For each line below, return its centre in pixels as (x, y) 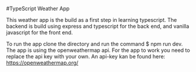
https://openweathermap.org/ (42, 63)
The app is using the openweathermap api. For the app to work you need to (98, 50)
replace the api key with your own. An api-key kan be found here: (86, 56)
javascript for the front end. (39, 32)
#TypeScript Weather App (38, 9)
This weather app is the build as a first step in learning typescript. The (91, 20)
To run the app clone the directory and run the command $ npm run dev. (94, 44)
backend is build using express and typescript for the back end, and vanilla (98, 26)
